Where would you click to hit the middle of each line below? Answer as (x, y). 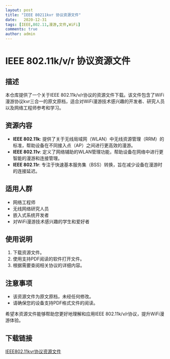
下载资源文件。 (28, 253)
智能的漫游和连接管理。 (37, 158)
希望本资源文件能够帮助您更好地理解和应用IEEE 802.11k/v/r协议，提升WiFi (83, 314)
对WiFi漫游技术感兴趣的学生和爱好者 (51, 221)
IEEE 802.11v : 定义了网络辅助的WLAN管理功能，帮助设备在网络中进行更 (88, 152)
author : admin (20, 34)
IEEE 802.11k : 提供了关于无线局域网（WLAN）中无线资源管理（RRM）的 (89, 139)
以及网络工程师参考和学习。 (35, 108)
